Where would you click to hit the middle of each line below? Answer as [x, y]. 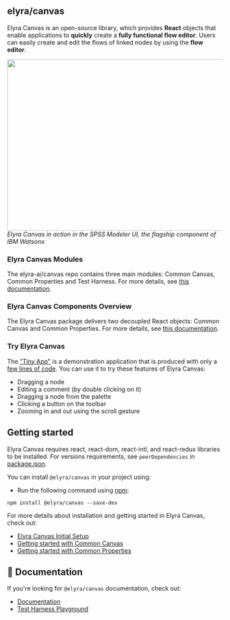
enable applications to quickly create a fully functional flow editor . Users [111, 35]
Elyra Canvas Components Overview [69, 306]
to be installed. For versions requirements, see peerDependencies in [101, 456]
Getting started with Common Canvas [70, 543]
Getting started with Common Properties [74, 550]
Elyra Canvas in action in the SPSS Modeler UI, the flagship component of [112, 234]
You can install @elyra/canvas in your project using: [79, 477]
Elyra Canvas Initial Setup [53, 536]
